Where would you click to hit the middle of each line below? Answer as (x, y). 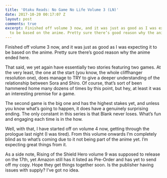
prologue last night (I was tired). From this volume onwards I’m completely (81, 134)
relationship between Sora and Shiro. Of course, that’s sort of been (74, 83)
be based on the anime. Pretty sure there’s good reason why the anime (78, 52)
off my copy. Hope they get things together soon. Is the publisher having (80, 165)
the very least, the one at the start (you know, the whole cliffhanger (74, 72)
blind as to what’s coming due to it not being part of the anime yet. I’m (77, 139)
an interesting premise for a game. (40, 93)
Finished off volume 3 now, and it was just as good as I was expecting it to (81, 47)
